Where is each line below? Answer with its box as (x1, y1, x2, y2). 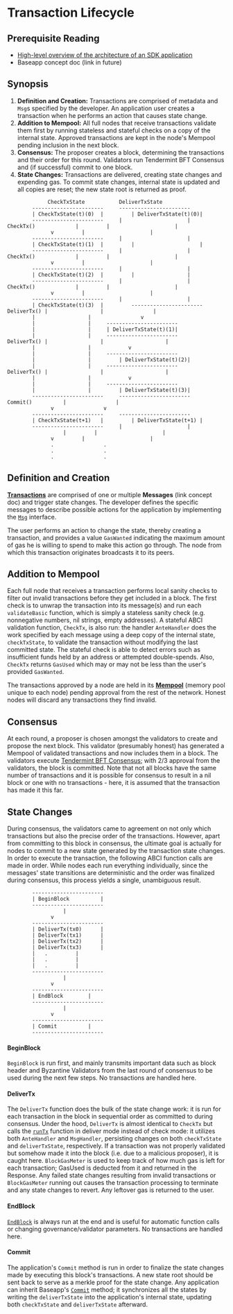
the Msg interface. (7, 512, 57, 521)
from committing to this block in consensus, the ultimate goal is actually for (7, 839, 222, 847)
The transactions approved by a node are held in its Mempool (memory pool (7, 681, 225, 689)
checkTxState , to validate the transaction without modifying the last (7, 638, 198, 646)
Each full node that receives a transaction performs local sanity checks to (7, 587, 218, 595)
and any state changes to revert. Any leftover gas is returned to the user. (7, 1186, 215, 1194)
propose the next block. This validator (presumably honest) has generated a (7, 742, 225, 750)
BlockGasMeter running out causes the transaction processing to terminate (7, 1179, 218, 1187)
